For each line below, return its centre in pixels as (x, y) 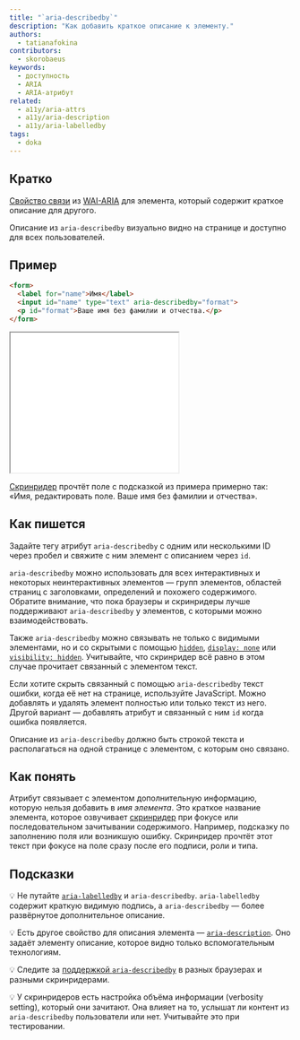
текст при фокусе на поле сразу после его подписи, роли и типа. (134, 846)
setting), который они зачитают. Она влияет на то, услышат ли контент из (149, 1007)
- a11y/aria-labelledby (61, 126)
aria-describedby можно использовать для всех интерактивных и (135, 572)
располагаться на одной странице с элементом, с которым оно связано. (149, 749)
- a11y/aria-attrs (52, 109)
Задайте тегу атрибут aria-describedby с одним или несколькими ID (140, 546)
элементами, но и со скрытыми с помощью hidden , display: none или (142, 647)
